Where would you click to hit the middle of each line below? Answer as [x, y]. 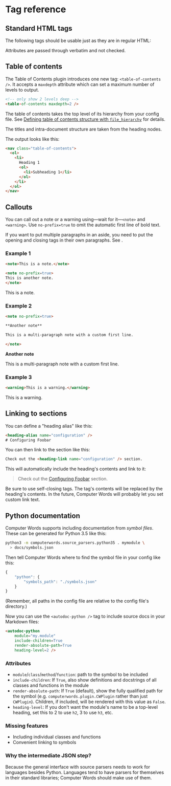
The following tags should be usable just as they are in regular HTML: [78, 40]
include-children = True [39, 641]
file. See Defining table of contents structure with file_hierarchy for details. [86, 119]
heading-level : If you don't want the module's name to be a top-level [85, 707]
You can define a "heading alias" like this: [49, 426]
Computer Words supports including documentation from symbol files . [79, 528]
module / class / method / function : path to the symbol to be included [80, 674]
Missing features [27, 726]
